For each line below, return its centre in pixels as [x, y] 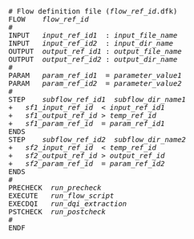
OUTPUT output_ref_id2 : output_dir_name [93, 59]
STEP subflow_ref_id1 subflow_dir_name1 [97, 99]
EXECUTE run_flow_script [61, 196]
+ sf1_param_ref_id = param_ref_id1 [87, 124]
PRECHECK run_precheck [55, 188]
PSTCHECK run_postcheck [57, 212]
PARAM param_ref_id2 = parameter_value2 [95, 83]
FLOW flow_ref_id [49, 19]
